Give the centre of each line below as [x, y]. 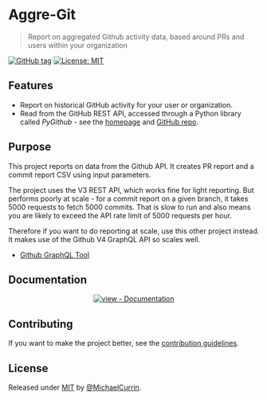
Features [31, 86]
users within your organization [77, 45]
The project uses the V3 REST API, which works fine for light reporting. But [131, 190]
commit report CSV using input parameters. [80, 175]
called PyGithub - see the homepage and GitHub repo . [109, 122]
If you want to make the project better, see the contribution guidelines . [124, 343]
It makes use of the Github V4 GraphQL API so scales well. [104, 239]
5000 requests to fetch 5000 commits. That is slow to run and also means [130, 207]
